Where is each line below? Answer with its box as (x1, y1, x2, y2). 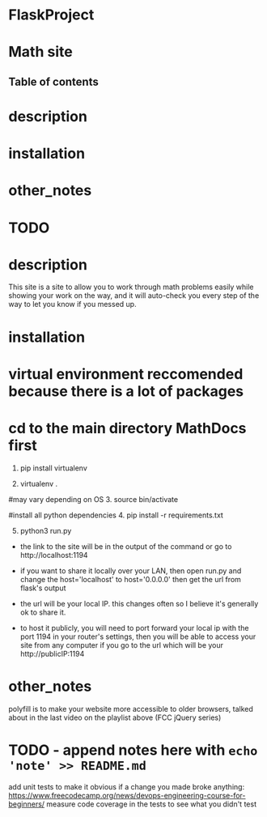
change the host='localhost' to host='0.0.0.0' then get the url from (19, 574, 241, 584)
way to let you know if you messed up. (8, 300, 137, 309)
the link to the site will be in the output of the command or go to (19, 541, 232, 551)
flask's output (19, 583, 66, 593)
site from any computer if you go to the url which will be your (19, 640, 224, 649)
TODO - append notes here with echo (8, 741, 258, 759)
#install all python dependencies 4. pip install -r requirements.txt (8, 510, 224, 520)
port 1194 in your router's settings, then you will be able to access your (19, 632, 256, 641)
